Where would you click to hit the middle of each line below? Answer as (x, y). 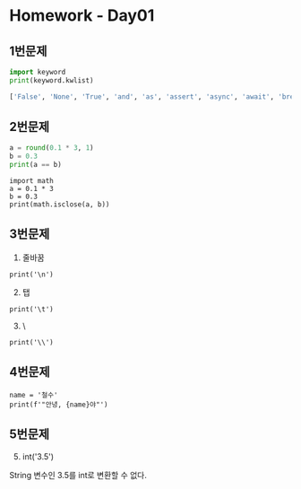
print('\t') (31, 309)
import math (31, 181)
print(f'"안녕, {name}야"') (59, 405)
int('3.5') (38, 456)
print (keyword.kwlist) (52, 80)
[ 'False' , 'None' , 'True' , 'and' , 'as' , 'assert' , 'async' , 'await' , (142, 96)
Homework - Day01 (82, 16)
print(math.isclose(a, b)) (60, 205)
